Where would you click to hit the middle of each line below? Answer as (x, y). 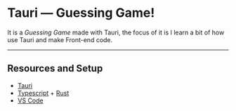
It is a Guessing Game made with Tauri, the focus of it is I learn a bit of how (116, 32)
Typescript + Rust (43, 93)
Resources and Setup (55, 68)
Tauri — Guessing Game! (81, 13)
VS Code (30, 100)
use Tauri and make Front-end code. (60, 39)
